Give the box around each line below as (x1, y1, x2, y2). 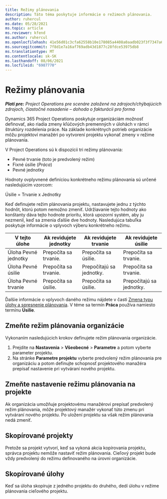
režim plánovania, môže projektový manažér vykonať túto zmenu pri (5, 406, 144, 412)
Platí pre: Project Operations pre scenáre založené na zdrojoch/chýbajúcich (5, 101, 162, 107)
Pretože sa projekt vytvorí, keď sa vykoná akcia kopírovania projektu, (5, 445, 147, 451)
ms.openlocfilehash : (5, 40, 48, 45)
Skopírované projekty (5, 432, 74, 440)
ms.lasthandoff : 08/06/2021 (5, 58, 64, 63)
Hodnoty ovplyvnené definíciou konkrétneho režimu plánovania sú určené (5, 176, 157, 182)
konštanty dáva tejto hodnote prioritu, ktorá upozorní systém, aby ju (5, 212, 144, 218)
